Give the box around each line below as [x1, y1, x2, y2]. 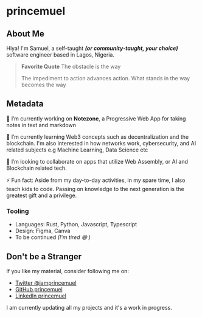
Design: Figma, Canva [15, 227, 71, 235]
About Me [6, 29, 44, 39]
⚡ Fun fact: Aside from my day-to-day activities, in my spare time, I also [6, 176, 186, 184]
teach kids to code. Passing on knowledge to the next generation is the [6, 185, 184, 192]
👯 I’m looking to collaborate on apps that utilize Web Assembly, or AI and [6, 158, 189, 165]
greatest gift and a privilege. [6, 192, 77, 199]
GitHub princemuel [15, 285, 63, 293]
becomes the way [21, 81, 66, 88]
